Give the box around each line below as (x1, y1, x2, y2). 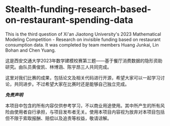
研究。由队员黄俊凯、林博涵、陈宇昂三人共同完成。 (5, 64, 112, 70)
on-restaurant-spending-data (5, 14, 133, 26)
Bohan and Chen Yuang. (5, 47, 56, 53)
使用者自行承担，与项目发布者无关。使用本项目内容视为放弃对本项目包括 (14, 109, 165, 115)
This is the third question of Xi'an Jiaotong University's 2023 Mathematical (5, 31, 161, 37)
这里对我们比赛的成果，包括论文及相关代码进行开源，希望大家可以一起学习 (5, 74, 160, 80)
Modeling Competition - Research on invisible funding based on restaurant (5, 36, 161, 43)
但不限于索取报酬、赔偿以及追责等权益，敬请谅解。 (5, 115, 112, 121)
